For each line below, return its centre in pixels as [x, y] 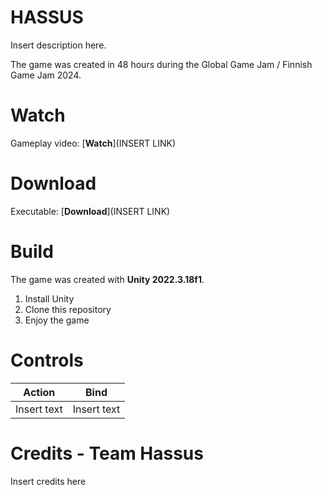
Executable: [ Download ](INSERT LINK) [90, 211]
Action [39, 392]
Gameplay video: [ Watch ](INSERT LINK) [93, 143]
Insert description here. [58, 45]
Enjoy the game [57, 320]
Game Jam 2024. [46, 75]
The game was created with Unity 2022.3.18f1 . [107, 279]
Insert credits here [48, 481]
